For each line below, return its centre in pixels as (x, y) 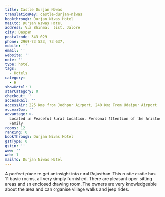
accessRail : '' (21, 101)
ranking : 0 (16, 132)
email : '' (15, 50)
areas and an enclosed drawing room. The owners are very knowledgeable (81, 184)
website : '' (17, 55)
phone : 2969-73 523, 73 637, (35, 42)
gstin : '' (15, 146)
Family (16, 123)
